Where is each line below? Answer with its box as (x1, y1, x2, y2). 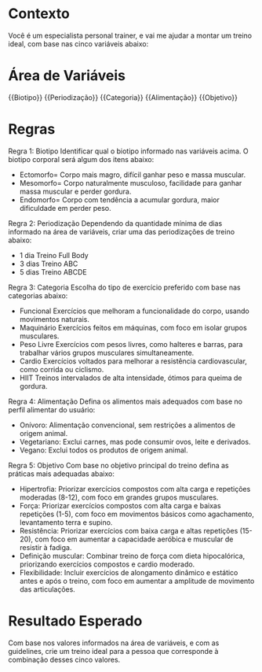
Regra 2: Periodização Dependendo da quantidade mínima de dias (8, 218, 223, 228)
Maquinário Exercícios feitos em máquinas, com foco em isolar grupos (19, 323, 247, 332)
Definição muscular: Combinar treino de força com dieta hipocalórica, (19, 551, 246, 560)
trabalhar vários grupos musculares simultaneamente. (19, 348, 195, 357)
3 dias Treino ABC (19, 259, 78, 268)
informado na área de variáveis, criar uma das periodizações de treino (8, 227, 235, 236)
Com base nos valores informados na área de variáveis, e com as (8, 638, 220, 648)
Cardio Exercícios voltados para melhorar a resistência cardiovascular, (19, 356, 247, 366)
